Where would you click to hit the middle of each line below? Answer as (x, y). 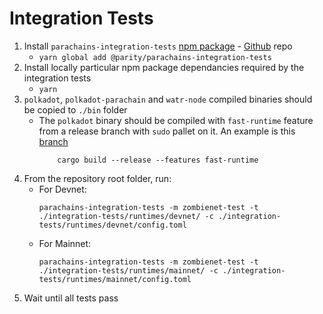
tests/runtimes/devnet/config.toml (112, 225)
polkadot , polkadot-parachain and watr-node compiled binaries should (168, 99)
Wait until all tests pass (71, 298)
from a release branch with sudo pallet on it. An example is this (167, 131)
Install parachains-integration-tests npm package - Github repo (158, 46)
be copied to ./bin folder (75, 109)
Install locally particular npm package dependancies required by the (164, 67)
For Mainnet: (65, 243)
